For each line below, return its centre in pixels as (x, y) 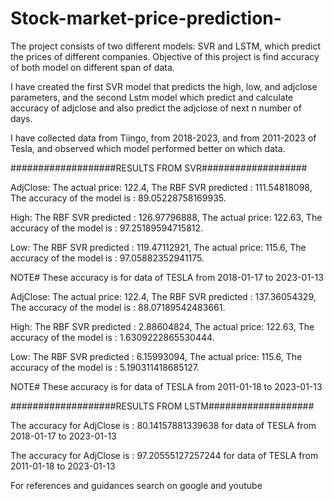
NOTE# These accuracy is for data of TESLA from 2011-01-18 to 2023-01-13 (166, 386)
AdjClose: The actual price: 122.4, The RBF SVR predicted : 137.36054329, (163, 296)
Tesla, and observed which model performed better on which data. (148, 148)
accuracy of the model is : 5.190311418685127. (105, 367)
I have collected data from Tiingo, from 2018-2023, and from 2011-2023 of (163, 138)
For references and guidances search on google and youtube (136, 485)
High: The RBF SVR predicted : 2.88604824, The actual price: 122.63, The (162, 326)
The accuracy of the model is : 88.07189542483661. (118, 307)
